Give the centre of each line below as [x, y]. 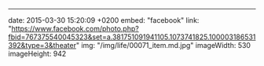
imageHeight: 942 [37, 53]
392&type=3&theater [42, 45]
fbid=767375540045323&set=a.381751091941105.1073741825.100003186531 [132, 37]
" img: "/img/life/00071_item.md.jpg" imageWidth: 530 [163, 45]
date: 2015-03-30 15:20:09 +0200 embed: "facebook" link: [104, 20]
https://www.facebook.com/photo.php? [75, 29]
